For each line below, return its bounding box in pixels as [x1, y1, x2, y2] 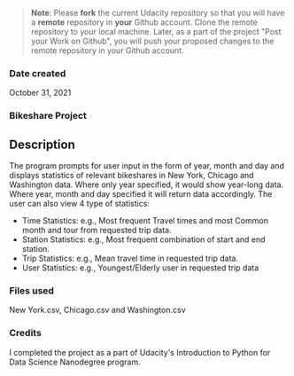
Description [9, 137, 75, 152]
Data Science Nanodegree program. [9, 356, 142, 367]
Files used [9, 284, 55, 296]
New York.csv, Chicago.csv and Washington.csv [9, 305, 186, 316]
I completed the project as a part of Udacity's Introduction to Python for [9, 347, 271, 357]
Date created [9, 67, 66, 79]
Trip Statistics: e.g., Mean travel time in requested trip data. [21, 253, 239, 264]
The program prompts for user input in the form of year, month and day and [9, 161, 285, 171]
